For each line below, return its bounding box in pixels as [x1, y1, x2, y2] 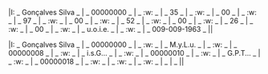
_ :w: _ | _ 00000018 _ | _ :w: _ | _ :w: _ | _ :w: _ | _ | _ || [8, 56, 185, 66]
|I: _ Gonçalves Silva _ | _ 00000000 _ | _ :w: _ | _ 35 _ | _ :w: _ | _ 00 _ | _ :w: [8, 8, 257, 17]
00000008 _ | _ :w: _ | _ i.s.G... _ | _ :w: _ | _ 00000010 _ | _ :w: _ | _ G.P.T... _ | [8, 49, 261, 57]
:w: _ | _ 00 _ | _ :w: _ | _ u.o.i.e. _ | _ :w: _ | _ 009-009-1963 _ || [8, 25, 213, 33]
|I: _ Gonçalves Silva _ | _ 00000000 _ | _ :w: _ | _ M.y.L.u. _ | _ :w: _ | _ [8, 40, 238, 49]
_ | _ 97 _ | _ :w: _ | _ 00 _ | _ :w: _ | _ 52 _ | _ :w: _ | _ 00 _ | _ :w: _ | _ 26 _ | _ [8, 16, 254, 25]
